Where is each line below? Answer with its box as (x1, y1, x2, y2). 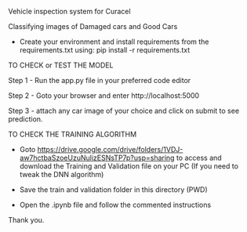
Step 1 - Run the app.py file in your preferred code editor (8, 76, 191, 85)
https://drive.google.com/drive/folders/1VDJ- (37, 145, 183, 154)
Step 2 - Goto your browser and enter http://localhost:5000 (8, 91, 200, 100)
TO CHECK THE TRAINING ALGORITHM (8, 129, 137, 139)
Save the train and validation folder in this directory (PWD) (19, 185, 208, 194)
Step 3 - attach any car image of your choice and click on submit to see (8, 106, 240, 115)
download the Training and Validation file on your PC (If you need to (19, 161, 239, 171)
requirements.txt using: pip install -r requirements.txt (19, 45, 191, 54)
